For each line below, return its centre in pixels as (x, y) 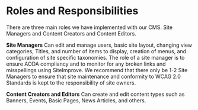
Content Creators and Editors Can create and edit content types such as (95, 94)
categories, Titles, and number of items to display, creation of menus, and (96, 51)
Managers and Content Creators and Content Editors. (71, 33)
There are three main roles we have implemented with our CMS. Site (90, 27)
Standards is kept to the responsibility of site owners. (71, 82)
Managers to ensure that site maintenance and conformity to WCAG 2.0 (93, 76)
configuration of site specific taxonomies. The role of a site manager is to (95, 57)
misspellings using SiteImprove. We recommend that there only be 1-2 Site (97, 70)
